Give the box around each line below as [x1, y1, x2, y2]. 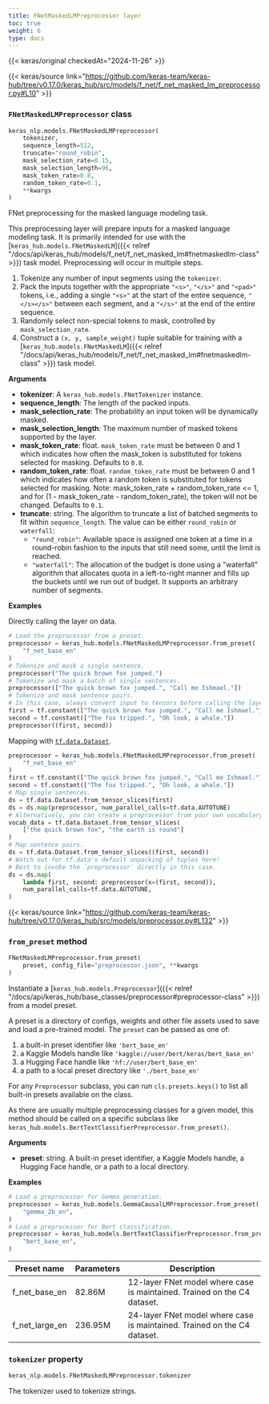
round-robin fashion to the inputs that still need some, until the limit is [31, 543, 261, 553]
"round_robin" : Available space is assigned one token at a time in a [31, 535, 253, 544]
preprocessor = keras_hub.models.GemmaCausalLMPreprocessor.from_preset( [8, 1200, 260, 1208]
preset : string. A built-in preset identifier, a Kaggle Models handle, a [19, 1153, 244, 1163]
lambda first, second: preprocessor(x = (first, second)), [22, 878, 217, 886]
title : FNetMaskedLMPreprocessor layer [8, 11, 142, 20]
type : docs [8, 34, 45, 42]
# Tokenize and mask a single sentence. [8, 662, 146, 670]
